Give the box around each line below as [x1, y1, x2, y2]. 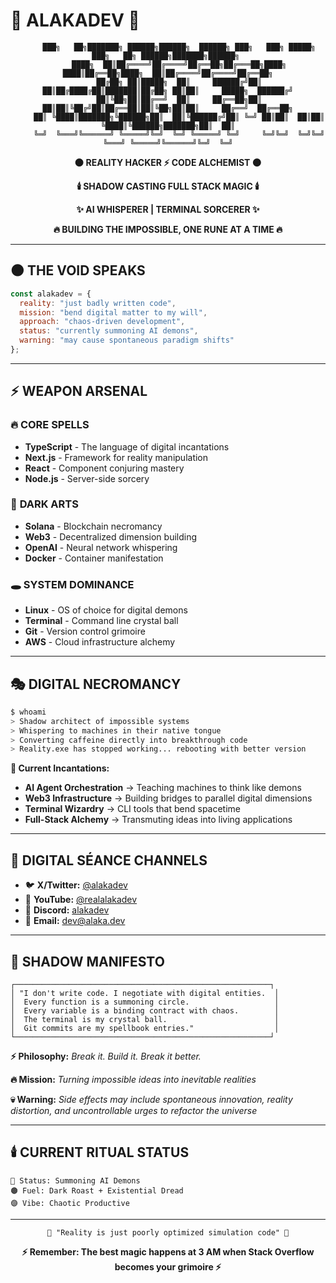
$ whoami [10, 707, 47, 717]
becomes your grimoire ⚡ [114, 1260, 222, 1273]
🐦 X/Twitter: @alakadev [24, 879, 128, 891]
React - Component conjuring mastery [24, 462, 185, 474]
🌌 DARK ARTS [10, 497, 79, 511]
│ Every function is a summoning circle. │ [10, 997, 280, 1007]
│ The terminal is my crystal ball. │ [10, 1014, 280, 1024]
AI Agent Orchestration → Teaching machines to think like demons [24, 782, 302, 794]
